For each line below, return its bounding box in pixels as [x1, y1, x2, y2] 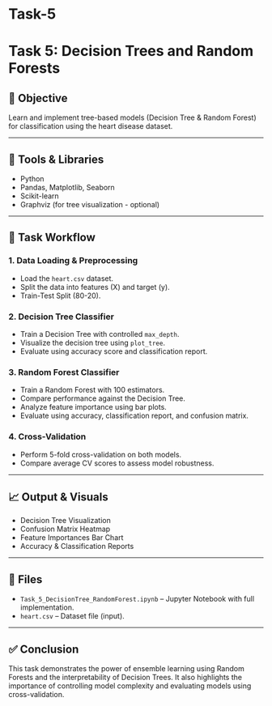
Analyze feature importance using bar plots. [19, 402, 168, 412]
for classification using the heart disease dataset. [8, 121, 173, 131]
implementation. [19, 602, 74, 612]
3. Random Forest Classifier [8, 366, 120, 377]
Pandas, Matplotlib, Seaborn [19, 183, 115, 192]
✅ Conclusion [8, 642, 79, 656]
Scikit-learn [19, 191, 59, 201]
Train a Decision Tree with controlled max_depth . [19, 329, 180, 338]
